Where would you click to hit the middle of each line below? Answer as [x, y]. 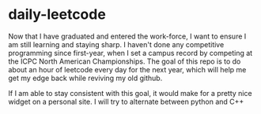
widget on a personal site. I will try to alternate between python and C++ [126, 101]
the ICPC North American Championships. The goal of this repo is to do [125, 61]
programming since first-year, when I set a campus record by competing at [130, 53]
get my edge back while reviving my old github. [85, 78]
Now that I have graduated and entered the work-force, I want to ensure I [127, 36]
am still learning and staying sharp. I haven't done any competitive [116, 44]
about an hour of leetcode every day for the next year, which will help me [127, 69]
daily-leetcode [57, 15]
